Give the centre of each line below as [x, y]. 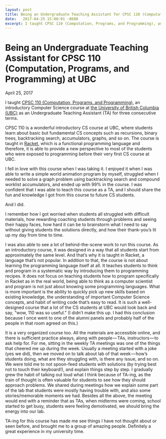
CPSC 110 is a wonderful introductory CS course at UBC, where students [79, 128]
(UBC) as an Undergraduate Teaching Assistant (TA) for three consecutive [81, 113]
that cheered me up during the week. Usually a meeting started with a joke [81, 349]
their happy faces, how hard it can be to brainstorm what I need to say [77, 224]
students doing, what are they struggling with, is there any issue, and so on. [82, 359]
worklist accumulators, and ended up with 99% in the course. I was [74, 184]
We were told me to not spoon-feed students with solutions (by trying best [81, 364]
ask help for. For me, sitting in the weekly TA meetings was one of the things [83, 343]
